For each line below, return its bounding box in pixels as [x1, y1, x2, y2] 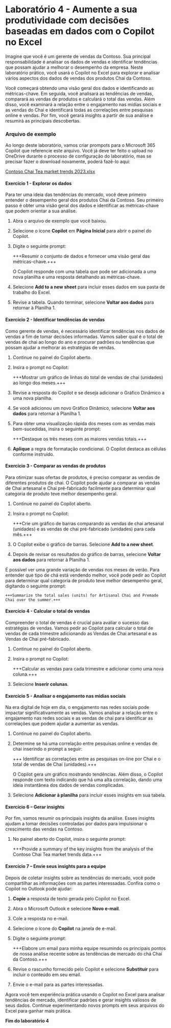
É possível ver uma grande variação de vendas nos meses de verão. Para [5, 566, 160, 572]
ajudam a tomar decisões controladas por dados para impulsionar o [5, 821, 148, 827]
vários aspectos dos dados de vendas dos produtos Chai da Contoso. [5, 75, 152, 81]
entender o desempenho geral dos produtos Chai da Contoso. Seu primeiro [5, 197, 164, 203]
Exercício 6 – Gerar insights [5, 804, 65, 810]
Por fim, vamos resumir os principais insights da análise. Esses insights [5, 815, 155, 821]
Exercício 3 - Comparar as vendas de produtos [5, 463, 106, 469]
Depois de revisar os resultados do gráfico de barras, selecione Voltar [12, 551, 161, 557]
